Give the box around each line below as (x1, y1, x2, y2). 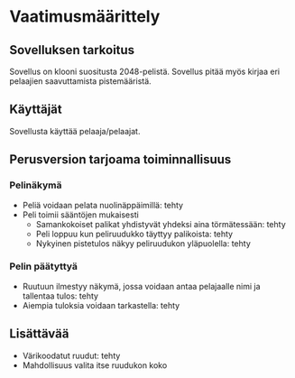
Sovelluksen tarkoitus (9, 42, 135, 58)
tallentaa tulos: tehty (22, 290, 99, 301)
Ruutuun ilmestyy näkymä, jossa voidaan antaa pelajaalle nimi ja (22, 281, 261, 291)
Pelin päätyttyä (9, 260, 78, 272)
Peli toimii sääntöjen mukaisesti (22, 209, 140, 220)
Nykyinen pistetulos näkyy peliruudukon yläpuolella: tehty (35, 237, 251, 249)
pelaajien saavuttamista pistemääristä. (9, 76, 152, 87)
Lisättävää (9, 327, 69, 342)
